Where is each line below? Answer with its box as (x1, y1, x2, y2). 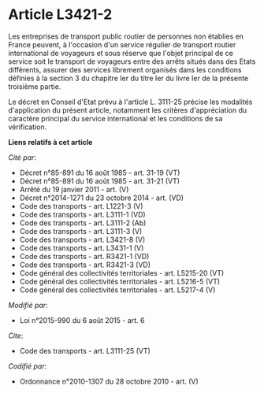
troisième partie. (8, 81, 61, 91)
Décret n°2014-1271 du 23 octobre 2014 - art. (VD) (19, 193, 184, 202)
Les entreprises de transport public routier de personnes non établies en (8, 32, 244, 41)
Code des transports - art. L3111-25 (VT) (19, 346, 151, 355)
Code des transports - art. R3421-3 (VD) (19, 260, 151, 269)
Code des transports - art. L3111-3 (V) (19, 226, 143, 235)
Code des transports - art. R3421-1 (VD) (19, 251, 150, 261)
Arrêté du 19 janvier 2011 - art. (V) (19, 184, 129, 194)
